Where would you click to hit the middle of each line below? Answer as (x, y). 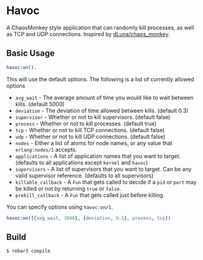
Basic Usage (31, 54)
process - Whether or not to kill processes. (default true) (86, 124)
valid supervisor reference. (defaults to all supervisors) (84, 176)
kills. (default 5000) (40, 104)
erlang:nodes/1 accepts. (46, 149)
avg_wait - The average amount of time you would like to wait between (104, 97)
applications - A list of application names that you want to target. (98, 156)
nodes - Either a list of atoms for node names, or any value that (94, 143)
